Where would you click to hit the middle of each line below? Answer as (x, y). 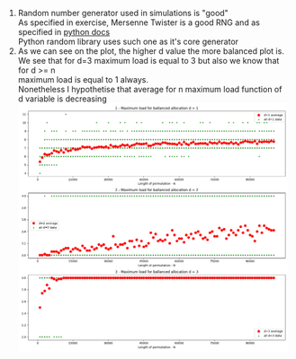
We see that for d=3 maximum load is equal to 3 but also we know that (148, 61)
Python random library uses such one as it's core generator (128, 41)
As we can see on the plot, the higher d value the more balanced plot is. (151, 51)
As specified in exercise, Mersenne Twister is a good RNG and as (139, 22)
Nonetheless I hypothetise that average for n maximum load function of (150, 89)
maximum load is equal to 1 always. (83, 79)
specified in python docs (64, 32)
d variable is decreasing (62, 99)
